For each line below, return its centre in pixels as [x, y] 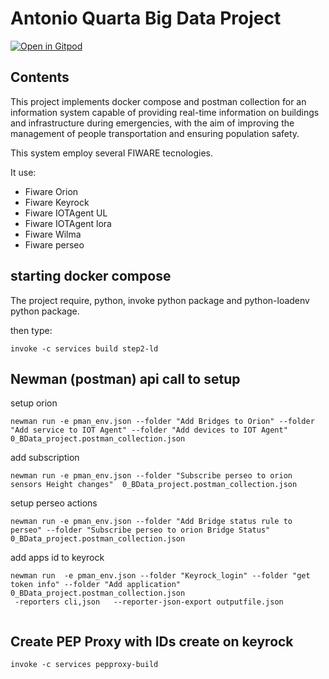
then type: [31, 330]
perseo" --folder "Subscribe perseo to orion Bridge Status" [140, 530]
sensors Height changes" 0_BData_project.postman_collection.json [154, 485]
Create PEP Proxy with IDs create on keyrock [152, 641]
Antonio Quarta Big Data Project [146, 18]
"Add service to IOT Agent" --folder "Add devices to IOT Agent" [149, 430]
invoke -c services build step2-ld [84, 348]
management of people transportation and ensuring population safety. [155, 133]
